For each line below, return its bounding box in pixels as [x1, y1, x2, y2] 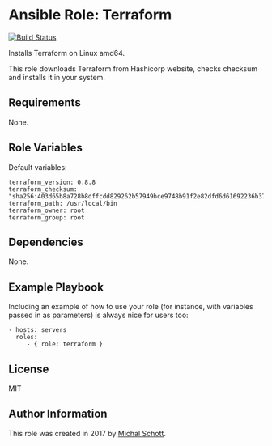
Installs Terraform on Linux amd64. [8, 48, 125, 57]
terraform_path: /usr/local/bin [8, 199, 117, 207]
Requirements [8, 96, 81, 110]
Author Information [8, 407, 108, 421]
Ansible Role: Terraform [8, 6, 172, 24]
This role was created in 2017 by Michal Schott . [8, 428, 166, 438]
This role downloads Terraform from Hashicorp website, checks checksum [8, 63, 257, 74]
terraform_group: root [8, 213, 85, 222]
